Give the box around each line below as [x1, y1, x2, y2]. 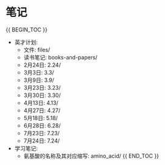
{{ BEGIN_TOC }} [5, 25, 48, 33]
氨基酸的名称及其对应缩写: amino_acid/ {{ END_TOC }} [23, 152, 160, 160]
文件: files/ [23, 46, 51, 53]
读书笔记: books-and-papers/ [23, 53, 98, 61]
